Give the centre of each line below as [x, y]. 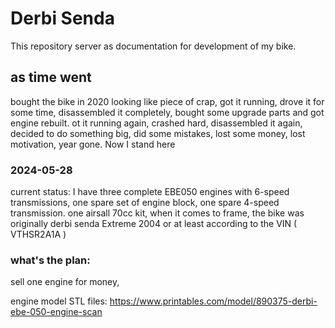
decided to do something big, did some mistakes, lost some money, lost [158, 133]
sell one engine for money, [65, 282]
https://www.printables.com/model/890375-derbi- [213, 301]
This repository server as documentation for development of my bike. [153, 46]
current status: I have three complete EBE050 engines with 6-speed [150, 192]
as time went [51, 77]
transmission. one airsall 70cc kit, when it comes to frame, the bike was [157, 213]
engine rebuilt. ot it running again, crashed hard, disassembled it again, [156, 123]
